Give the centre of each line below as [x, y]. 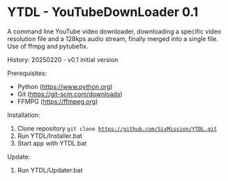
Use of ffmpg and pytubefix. [48, 46]
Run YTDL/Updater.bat [50, 170]
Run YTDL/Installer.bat [50, 136]
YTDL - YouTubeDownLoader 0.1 [103, 12]
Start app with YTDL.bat [52, 143]
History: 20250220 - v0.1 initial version [63, 59]
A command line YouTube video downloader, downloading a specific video [114, 31]
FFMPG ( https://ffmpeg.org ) [58, 101]
